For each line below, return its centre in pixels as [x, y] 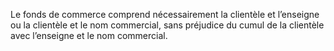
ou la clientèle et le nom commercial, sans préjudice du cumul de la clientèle [167, 25]
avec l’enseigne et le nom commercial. [89, 35]
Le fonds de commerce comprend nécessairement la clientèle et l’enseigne [165, 14]
